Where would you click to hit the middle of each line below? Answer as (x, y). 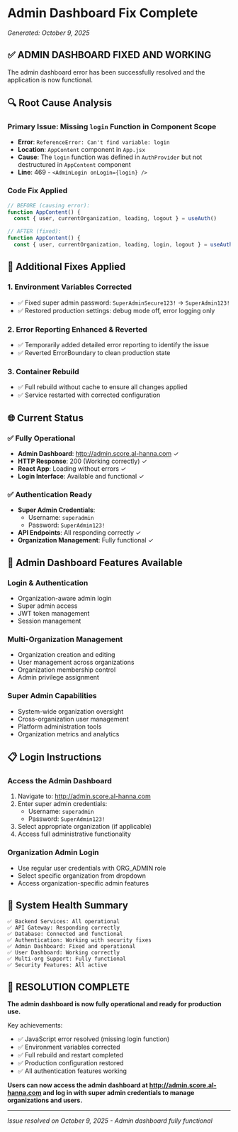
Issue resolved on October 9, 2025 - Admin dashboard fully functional (110, 1121)
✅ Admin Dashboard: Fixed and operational (72, 947)
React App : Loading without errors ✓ (72, 468)
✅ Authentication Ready (50, 494)
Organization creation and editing (66, 655)
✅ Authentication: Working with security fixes (80, 940)
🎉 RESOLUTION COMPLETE (68, 987)
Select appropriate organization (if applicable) (85, 827)
